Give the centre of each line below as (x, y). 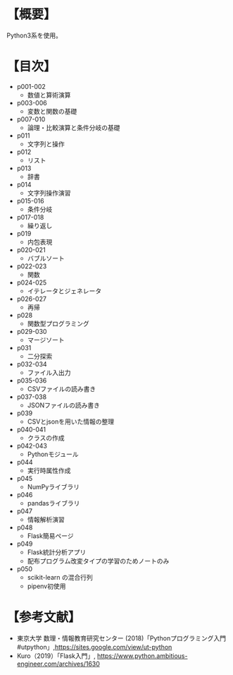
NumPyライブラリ (53, 486)
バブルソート (46, 258)
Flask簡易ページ (50, 536)
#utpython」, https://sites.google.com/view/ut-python (94, 647)
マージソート (46, 340)
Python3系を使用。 (34, 35)
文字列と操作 (46, 144)
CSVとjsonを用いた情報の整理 (70, 422)
